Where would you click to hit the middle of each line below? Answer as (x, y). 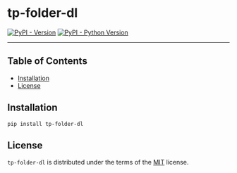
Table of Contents (48, 61)
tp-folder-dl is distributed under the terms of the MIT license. (98, 162)
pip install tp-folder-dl (45, 124)
